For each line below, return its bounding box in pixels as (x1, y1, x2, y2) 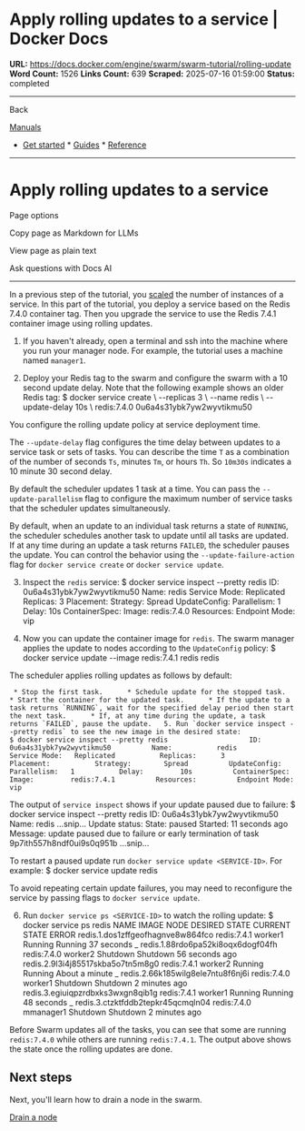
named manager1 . (22, 355, 86, 366)
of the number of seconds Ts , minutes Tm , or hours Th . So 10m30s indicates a (9, 456, 292, 467)
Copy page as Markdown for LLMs (9, 227, 139, 238)
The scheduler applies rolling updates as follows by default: (9, 670, 232, 681)
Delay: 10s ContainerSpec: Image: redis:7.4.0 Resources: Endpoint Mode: (22, 605, 296, 616)
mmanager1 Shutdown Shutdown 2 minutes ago (22, 1006, 202, 1017)
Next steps (9, 1070, 73, 1086)
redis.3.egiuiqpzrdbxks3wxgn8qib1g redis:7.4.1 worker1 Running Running (22, 987, 294, 998)
